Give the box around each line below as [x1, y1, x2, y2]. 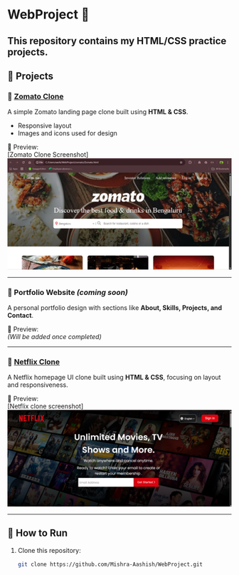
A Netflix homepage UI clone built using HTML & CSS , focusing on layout [7, 373, 221, 382]
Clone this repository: [17, 546, 81, 554]
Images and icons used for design [17, 129, 117, 138]
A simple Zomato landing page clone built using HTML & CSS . [7, 108, 188, 116]
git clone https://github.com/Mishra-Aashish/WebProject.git [17, 561, 203, 568]
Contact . [7, 311, 34, 320]
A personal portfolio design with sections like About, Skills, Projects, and [7, 304, 223, 312]
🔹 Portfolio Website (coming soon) [7, 287, 128, 297]
